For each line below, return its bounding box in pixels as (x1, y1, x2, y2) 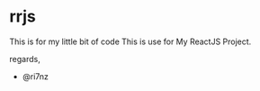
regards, (9, 53, 40, 64)
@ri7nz (22, 70, 49, 82)
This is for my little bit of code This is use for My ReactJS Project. (9, 36, 252, 47)
